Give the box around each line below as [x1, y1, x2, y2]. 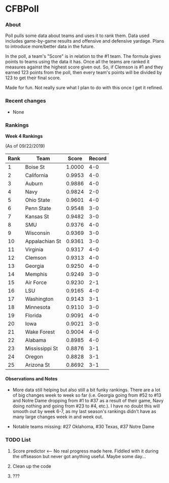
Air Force [25, 279, 47, 286]
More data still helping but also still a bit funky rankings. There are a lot [12, 387, 160, 393]
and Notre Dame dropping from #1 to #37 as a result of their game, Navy [12, 398, 164, 404]
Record [89, 155, 107, 162]
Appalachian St [25, 238, 62, 245]
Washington [25, 295, 54, 302]
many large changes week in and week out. [12, 414, 104, 420]
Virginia [25, 246, 44, 253]
